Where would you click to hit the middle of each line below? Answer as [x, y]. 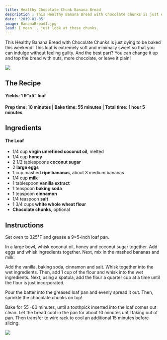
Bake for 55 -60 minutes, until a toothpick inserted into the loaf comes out [81, 307]
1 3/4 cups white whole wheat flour [49, 204]
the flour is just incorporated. [35, 283]
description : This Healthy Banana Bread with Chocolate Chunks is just [82, 14]
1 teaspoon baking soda [37, 189]
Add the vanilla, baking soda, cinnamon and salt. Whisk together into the [79, 267]
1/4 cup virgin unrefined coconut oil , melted [58, 151]
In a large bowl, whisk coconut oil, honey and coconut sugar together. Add [81, 247]
